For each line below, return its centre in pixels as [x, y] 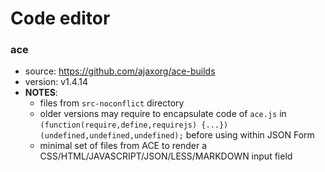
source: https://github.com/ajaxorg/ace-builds [120, 71]
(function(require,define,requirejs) [118, 125]
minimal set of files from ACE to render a [123, 146]
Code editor [60, 18]
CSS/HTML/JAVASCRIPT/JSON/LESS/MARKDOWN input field [166, 156]
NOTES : [41, 93]
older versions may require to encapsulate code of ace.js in [163, 114]
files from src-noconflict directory [112, 103]
